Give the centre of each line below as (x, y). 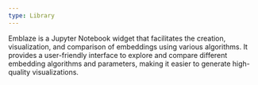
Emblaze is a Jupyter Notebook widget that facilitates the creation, (117, 38)
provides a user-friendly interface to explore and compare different (118, 55)
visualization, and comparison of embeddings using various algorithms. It (128, 46)
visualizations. (56, 71)
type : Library (32, 15)
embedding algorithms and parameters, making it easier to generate (119, 64)
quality (19, 71)
